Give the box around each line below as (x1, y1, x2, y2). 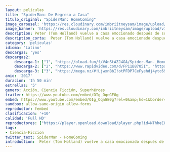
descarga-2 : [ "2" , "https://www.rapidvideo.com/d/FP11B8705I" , (14, 64, 151, 69)
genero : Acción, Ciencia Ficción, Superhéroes (5, 87, 105, 93)
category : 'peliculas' (5, 41, 53, 46)
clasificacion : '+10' (5, 111, 51, 117)
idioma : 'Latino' (5, 45, 42, 50)
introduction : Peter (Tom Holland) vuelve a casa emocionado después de (5, 139, 164, 144)
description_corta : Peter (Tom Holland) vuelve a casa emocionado (5, 36, 151, 41)
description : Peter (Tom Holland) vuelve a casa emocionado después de (5, 31, 159, 36)
